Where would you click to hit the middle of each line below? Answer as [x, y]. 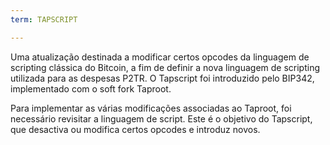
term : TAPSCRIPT [44, 19]
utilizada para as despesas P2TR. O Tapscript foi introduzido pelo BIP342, [162, 78]
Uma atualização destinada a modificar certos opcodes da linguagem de [160, 57]
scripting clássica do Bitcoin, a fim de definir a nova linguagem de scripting [165, 67]
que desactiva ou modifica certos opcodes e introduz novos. [135, 129]
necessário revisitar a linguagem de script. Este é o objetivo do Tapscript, [161, 118]
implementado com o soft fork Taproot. [91, 88]
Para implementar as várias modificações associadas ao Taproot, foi [151, 108]
